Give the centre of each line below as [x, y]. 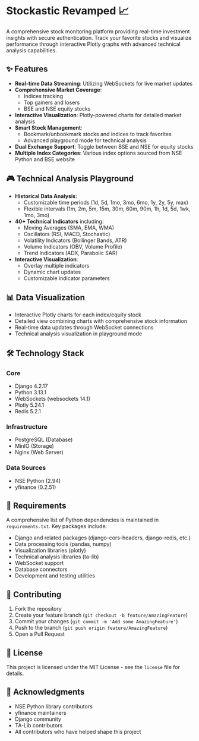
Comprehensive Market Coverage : [58, 90]
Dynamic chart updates [52, 272]
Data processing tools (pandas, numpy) [63, 544]
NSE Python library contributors [54, 706]
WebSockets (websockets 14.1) [53, 399]
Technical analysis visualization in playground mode [78, 334]
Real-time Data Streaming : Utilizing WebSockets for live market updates [104, 83]
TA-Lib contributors [39, 725]
